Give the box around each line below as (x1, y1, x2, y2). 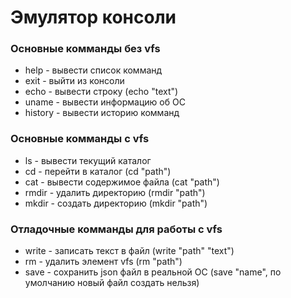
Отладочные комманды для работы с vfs (10, 222, 223, 236)
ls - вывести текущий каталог (24, 154, 152, 166)
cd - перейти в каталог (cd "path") (24, 165, 172, 177)
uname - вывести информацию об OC (24, 96, 186, 108)
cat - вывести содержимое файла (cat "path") (24, 176, 220, 188)
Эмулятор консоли (10, 6, 177, 29)
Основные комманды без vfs (10, 42, 161, 56)
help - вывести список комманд (24, 64, 163, 76)
